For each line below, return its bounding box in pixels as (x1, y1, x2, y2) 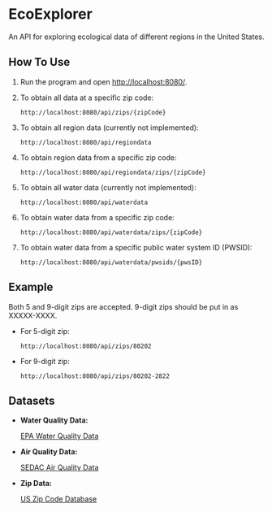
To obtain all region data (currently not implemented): (19, 123, 199, 132)
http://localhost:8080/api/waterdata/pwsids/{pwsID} (19, 258, 203, 267)
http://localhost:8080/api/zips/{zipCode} (19, 108, 166, 116)
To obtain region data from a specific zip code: (19, 152, 177, 163)
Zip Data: (19, 479, 53, 488)
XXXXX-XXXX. (8, 310, 58, 320)
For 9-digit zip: (19, 356, 71, 366)
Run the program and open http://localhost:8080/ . (19, 76, 188, 86)
